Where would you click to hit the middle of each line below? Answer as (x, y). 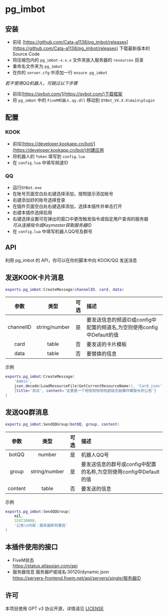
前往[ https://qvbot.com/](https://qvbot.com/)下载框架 (67, 94)
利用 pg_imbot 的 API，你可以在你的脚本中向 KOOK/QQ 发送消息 (71, 260)
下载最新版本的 (134, 48)
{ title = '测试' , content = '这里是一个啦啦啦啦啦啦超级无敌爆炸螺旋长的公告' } (85, 391)
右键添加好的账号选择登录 (39, 200)
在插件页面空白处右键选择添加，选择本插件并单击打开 (67, 206)
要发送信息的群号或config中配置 (118, 464)
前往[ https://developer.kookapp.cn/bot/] (54, 144)
